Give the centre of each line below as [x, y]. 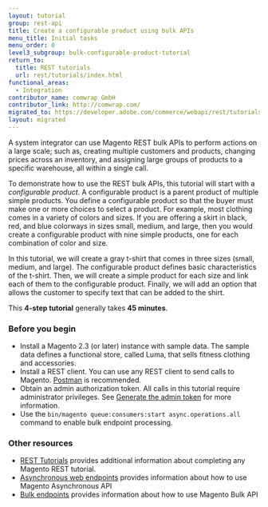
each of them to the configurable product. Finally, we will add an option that [133, 284]
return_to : [26, 61]
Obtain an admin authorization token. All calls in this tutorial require [130, 389]
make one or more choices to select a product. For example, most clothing [130, 209]
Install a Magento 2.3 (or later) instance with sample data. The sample [134, 346]
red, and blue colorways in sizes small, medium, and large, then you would [131, 226]
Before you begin [42, 329]
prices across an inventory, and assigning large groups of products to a [126, 159]
